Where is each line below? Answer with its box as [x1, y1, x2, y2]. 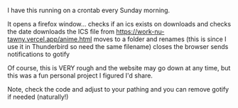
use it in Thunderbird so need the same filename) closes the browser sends [7, 43, 229, 50]
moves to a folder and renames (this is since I [93, 35, 227, 43]
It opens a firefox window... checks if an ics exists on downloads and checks [7, 20, 232, 28]
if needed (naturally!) [7, 92, 69, 101]
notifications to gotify [7, 50, 70, 58]
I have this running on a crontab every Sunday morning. [7, 6, 171, 14]
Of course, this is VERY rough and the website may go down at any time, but [7, 64, 231, 72]
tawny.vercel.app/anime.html [7, 35, 92, 43]
